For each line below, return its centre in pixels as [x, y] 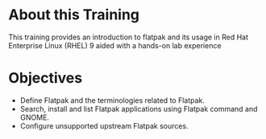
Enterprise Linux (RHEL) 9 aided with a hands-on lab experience [115, 45]
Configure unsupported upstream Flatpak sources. [104, 125]
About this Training [74, 15]
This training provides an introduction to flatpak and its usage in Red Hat [128, 37]
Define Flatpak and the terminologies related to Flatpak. [112, 100]
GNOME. [35, 117]
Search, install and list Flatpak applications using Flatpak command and [139, 108]
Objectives [46, 78]
